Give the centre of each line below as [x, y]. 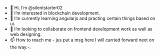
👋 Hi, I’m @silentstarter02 [36, 8]
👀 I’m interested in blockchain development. [55, 13]
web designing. [26, 34]
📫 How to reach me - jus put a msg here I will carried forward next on [82, 40]
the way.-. [20, 47]
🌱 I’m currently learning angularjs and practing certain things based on [82, 18]
